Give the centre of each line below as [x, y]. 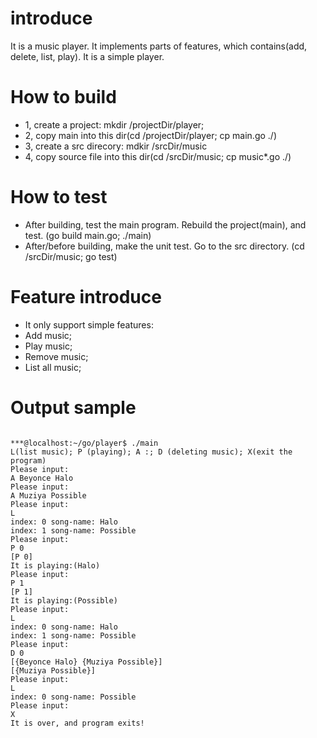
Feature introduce [86, 297]
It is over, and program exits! [77, 723]
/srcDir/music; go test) [71, 256]
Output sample [73, 407]
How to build [63, 97]
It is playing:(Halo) [55, 565]
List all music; [53, 367]
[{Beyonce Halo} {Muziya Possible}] [86, 662]
